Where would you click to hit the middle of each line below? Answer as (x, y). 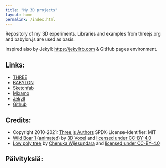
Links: (15, 65)
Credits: (18, 120)
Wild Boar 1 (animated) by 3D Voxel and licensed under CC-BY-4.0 (82, 138)
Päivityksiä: (24, 159)
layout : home (19, 15)
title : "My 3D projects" (31, 10)
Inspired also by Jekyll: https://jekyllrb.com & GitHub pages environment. (81, 49)
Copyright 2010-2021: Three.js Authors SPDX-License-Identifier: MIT (84, 132)
